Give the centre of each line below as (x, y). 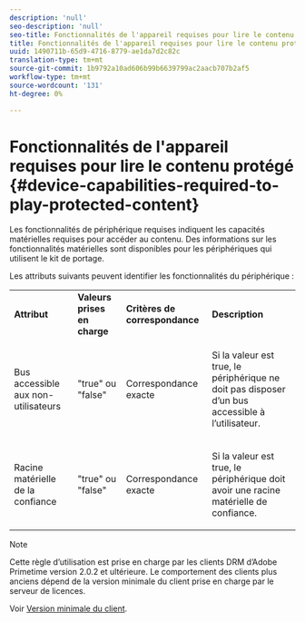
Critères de (150, 309)
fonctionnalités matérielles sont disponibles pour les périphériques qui (141, 249)
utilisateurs (38, 407)
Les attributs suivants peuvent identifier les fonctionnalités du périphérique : (152, 276)
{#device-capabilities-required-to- (144, 185)
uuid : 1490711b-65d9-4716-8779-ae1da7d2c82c (95, 52)
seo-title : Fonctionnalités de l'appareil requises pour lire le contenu (152, 35)
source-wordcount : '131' (56, 85)
